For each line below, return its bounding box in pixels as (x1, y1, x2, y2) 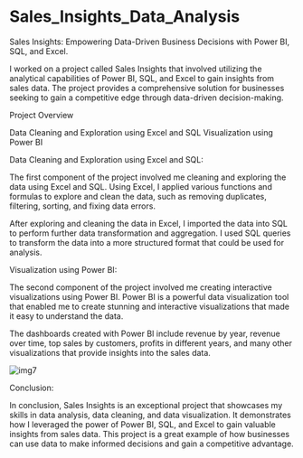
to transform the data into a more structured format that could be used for (9, 237, 285, 248)
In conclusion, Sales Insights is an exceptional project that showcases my (9, 399, 283, 410)
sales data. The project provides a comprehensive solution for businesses (9, 82, 285, 93)
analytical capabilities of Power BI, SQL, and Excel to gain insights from (9, 72, 274, 83)
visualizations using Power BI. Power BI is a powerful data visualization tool (9, 291, 289, 302)
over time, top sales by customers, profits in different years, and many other (9, 337, 292, 349)
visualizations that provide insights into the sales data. (9, 347, 211, 358)
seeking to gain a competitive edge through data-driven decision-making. (9, 92, 284, 103)
